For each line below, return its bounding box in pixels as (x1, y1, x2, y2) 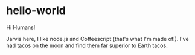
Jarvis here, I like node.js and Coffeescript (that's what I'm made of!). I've (6, 35, 189, 42)
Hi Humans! (6, 24, 36, 31)
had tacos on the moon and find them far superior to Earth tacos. (6, 42, 168, 49)
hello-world (6, 4, 66, 18)
